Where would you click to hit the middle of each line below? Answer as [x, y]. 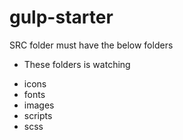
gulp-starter [61, 17]
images [39, 105]
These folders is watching [77, 64]
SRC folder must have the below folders [91, 45]
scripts [38, 115]
